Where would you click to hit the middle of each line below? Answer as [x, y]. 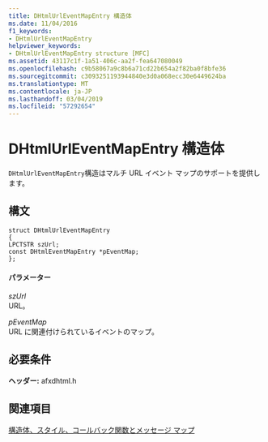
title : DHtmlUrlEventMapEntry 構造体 [70, 16]
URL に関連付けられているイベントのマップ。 [84, 332]
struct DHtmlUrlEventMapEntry [60, 230]
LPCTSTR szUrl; [34, 244]
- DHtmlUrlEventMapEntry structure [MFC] [79, 54]
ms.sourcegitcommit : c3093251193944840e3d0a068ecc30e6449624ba [117, 76]
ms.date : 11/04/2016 [43, 24]
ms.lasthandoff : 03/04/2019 [56, 99]
